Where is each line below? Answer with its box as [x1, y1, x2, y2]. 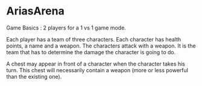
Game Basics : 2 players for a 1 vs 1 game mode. [6, 24, 127, 31]
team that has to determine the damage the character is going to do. [6, 48, 176, 55]
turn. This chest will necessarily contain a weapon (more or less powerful [6, 66, 189, 73]
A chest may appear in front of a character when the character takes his [6, 60, 186, 67]
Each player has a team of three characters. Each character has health [6, 35, 181, 43]
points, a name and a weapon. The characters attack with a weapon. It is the [6, 42, 196, 49]
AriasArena [6, 4, 65, 18]
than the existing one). [6, 73, 62, 80]
